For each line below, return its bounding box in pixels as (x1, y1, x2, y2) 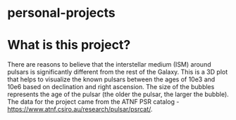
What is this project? (7, 37, 131, 53)
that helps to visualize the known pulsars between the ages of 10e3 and (7, 75, 216, 84)
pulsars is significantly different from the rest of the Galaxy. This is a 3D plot (7, 68, 228, 76)
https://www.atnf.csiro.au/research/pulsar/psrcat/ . (7, 105, 153, 114)
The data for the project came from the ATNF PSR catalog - (7, 98, 180, 106)
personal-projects (7, 5, 116, 21)
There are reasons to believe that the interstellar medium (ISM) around (7, 60, 211, 69)
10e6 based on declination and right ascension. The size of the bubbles (7, 83, 215, 91)
